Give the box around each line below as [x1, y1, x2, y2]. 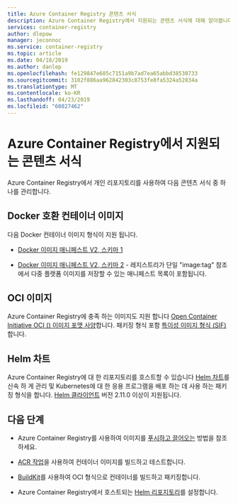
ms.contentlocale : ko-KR [7, 90, 81, 97]
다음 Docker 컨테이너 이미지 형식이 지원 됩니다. [7, 230, 138, 239]
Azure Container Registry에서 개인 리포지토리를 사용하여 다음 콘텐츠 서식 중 [7, 178, 219, 187]
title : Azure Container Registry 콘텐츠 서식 [7, 10, 137, 18]
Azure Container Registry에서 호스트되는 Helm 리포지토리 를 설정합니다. [17, 488, 218, 497]
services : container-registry [7, 23, 97, 31]
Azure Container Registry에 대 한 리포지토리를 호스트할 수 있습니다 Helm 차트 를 [7, 373, 230, 382]
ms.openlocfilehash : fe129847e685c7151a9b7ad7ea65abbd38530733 [7, 70, 198, 77]
